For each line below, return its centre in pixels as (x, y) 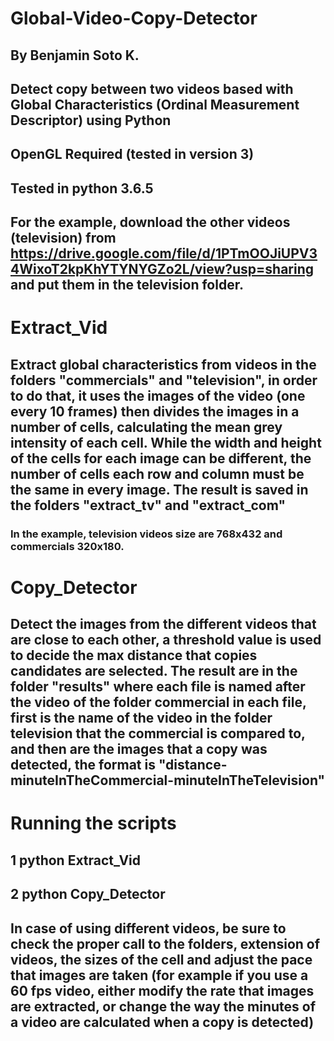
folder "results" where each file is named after (158, 687)
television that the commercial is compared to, (158, 733)
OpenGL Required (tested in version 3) (132, 154)
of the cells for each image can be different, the (161, 458)
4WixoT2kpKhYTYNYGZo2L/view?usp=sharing (162, 269)
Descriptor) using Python (91, 120)
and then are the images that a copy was (139, 749)
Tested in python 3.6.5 (82, 188)
